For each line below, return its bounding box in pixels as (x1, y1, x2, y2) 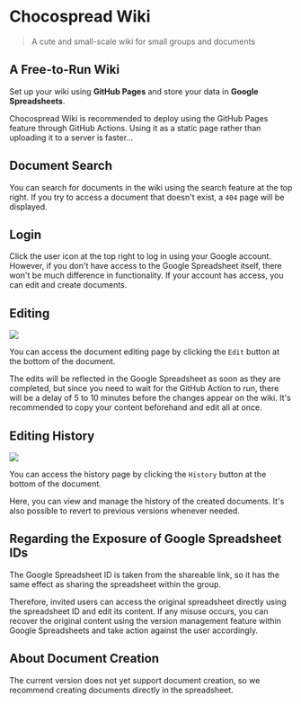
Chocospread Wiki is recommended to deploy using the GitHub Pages (9, 112, 269, 123)
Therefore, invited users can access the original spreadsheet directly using (9, 596, 287, 607)
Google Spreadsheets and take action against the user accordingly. (9, 625, 259, 636)
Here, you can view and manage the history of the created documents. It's (9, 496, 285, 506)
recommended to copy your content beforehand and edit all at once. (9, 402, 262, 413)
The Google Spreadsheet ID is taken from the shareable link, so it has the (9, 569, 280, 580)
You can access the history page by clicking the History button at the (9, 469, 267, 479)
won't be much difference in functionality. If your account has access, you (9, 270, 284, 281)
